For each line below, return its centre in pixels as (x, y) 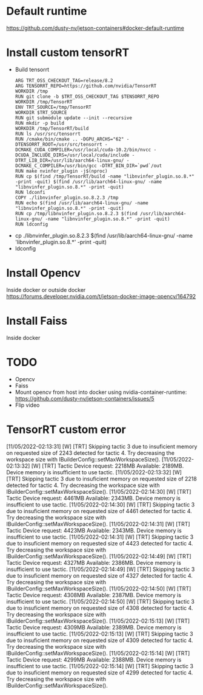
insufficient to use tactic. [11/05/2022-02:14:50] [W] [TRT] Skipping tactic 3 (101, 601)
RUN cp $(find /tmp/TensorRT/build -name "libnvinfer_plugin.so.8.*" (105, 176)
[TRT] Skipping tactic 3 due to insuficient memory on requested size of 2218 (101, 479)
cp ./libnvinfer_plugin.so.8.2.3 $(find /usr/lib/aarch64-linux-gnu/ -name (104, 235)
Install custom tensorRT (68, 53)
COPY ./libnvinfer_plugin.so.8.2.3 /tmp (67, 198)
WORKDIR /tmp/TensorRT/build (52, 128)
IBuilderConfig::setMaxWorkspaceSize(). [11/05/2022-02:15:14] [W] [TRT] (98, 653)
